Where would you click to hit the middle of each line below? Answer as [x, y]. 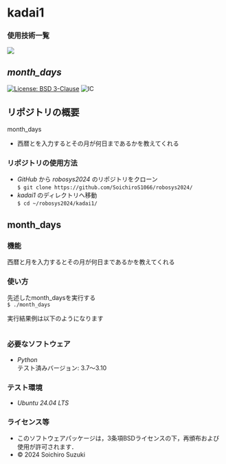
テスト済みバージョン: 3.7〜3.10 [62, 367]
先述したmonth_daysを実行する [52, 298]
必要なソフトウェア [39, 344]
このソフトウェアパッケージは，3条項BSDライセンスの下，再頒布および [118, 438]
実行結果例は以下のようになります [55, 319]
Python [27, 359]
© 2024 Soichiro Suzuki [51, 455]
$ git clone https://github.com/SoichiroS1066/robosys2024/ [105, 188]
